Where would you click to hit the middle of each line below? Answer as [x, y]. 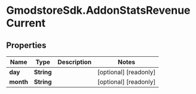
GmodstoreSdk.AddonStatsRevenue [98, 10]
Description [74, 62]
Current [26, 23]
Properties [26, 45]
